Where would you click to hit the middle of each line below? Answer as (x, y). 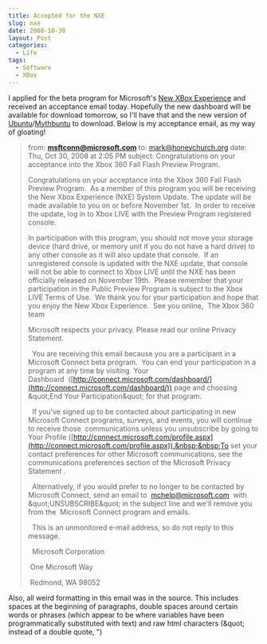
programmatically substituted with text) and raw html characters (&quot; (127, 623)
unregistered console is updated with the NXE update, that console (138, 263)
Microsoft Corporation (68, 551)
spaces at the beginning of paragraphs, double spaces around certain (123, 606)
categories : (28, 46)
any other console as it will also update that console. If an (123, 254)
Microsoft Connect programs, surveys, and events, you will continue (140, 419)
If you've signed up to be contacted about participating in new (134, 411)
